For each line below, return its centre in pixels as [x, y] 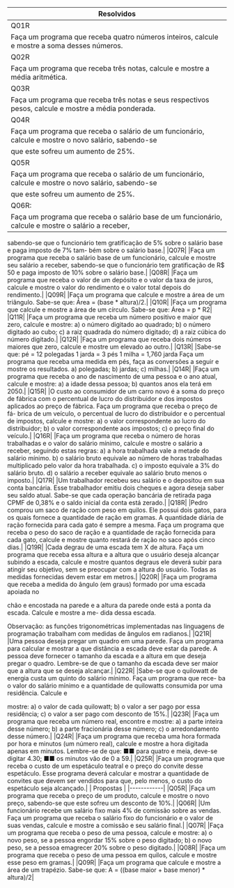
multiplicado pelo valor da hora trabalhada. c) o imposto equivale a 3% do [113, 465]
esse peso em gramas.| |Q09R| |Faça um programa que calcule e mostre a [114, 862]
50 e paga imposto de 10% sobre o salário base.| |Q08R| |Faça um [103, 272]
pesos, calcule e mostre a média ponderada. [83, 109]
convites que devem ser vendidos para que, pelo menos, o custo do [105, 781]
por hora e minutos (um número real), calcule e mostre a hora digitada [108, 744]
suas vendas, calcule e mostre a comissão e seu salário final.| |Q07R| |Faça [116, 825]
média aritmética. [39, 77]
